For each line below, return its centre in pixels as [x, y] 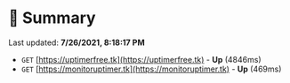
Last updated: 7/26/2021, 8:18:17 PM [77, 42]
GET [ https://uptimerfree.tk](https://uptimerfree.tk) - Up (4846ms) [141, 59]
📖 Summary [52, 18]
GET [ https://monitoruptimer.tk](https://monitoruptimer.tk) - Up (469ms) [151, 69]
